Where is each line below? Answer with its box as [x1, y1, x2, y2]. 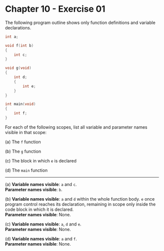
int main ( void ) [5, 102, 36, 107]
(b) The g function [5, 148, 41, 154]
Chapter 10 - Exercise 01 [5, 3, 106, 15]
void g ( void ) [5, 66, 32, 70]
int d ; [14, 75, 27, 80]
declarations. [5, 24, 32, 30]
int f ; [14, 111, 27, 116]
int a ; [5, 34, 19, 39]
